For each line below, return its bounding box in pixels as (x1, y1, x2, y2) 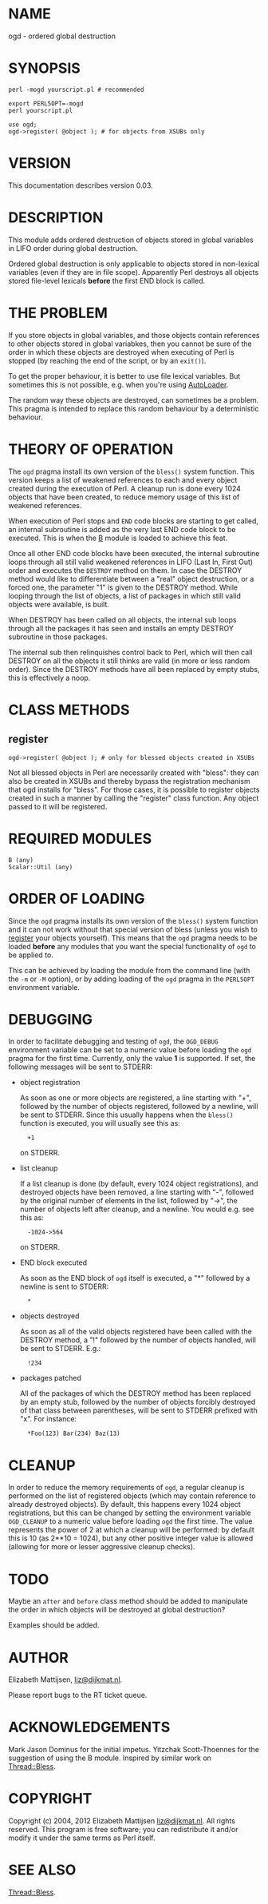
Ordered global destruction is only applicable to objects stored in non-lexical (8, 259, 260, 268)
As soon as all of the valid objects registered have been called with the (19, 1327, 253, 1337)
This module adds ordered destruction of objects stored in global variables (8, 235, 254, 244)
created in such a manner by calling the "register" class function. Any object (8, 793, 259, 803)
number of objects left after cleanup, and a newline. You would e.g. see (19, 1204, 254, 1214)
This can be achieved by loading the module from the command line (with (8, 965, 250, 975)
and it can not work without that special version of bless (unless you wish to (8, 924, 258, 934)
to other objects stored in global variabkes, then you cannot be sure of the (8, 339, 253, 348)
